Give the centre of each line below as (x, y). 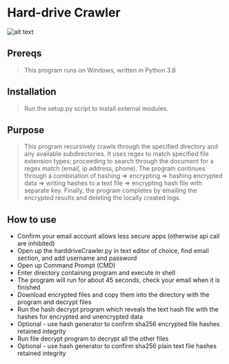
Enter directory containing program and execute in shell (96, 273)
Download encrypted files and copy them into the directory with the (113, 295)
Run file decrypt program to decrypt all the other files (93, 338)
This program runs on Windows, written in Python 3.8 (100, 70)
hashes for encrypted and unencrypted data (80, 317)
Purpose (26, 130)
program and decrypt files (54, 302)
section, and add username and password (77, 258)
